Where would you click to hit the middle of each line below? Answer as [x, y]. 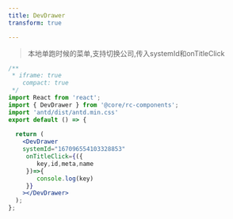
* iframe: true [36, 76]
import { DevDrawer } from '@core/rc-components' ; [94, 105]
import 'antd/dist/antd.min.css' [63, 112]
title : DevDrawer [37, 15]
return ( [30, 134]
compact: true [46, 83]
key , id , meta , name [65, 164]
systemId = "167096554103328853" [74, 149]
